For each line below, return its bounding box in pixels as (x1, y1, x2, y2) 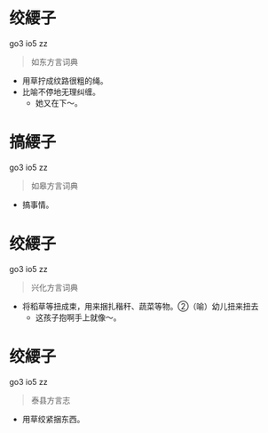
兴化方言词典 (30, 282, 78, 293)
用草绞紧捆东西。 (21, 413, 85, 424)
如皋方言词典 (30, 180, 78, 191)
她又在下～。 (35, 97, 83, 108)
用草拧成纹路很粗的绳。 (21, 75, 108, 85)
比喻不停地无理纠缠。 (21, 86, 100, 97)
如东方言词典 (30, 56, 78, 67)
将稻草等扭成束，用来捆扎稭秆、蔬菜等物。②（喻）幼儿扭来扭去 (21, 301, 259, 311)
